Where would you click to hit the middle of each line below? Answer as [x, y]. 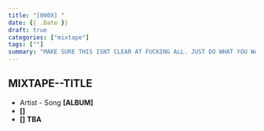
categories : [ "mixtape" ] [49, 37]
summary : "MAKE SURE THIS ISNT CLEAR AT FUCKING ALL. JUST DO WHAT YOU [128, 52]
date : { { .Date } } [38, 23]
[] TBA [30, 119]
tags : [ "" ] [26, 45]
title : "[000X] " [37, 15]
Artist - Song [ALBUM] [56, 102]
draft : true [27, 30]
